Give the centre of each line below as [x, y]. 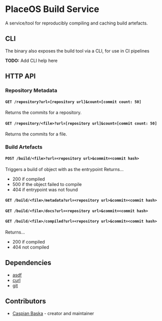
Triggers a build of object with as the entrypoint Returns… [64, 169]
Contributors [26, 301]
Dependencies [28, 263]
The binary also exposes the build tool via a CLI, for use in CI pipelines [77, 50]
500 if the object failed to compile [47, 184]
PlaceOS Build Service [52, 9]
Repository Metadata [31, 90]
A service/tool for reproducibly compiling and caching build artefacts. [77, 23]
